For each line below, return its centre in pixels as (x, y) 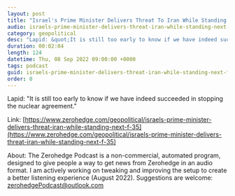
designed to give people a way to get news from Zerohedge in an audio (110, 163)
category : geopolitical (42, 33)
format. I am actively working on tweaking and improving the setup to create (117, 170)
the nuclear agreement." (42, 106)
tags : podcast (28, 66)
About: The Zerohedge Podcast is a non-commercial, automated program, (114, 155)
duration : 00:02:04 (36, 46)
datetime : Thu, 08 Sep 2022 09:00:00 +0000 (72, 59)
